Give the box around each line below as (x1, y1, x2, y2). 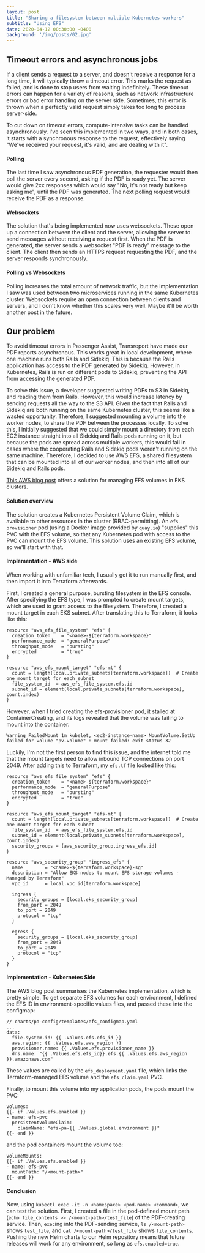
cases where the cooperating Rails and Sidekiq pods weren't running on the (6, 445, 198, 453)
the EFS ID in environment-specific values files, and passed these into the (6, 1000, 193, 1008)
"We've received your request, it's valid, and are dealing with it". (6, 141, 168, 148)
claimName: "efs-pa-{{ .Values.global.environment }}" (17, 1124, 160, 1131)
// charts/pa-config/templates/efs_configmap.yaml (6, 1019, 138, 1025)
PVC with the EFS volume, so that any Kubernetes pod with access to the (6, 530, 191, 537)
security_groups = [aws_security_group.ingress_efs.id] (12, 843, 157, 849)
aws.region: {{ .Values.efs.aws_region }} (12, 1040, 122, 1046)
